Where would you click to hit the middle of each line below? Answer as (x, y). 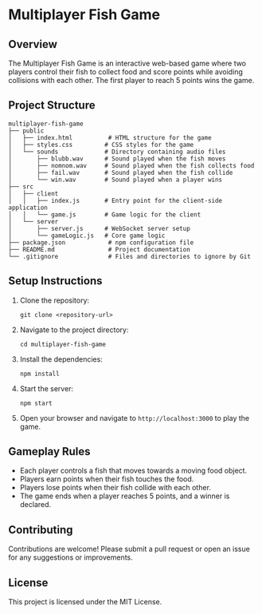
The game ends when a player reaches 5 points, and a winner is (125, 496)
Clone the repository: (55, 300)
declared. (35, 505)
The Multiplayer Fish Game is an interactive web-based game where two (127, 63)
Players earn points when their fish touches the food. (107, 479)
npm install (39, 374)
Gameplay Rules (49, 452)
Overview (33, 44)
